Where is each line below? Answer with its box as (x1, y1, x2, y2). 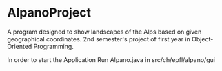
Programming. (33, 42, 74, 50)
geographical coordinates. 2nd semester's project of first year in (7, 34, 191, 43)
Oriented (7, 42, 32, 50)
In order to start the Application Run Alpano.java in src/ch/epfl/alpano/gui (7, 55, 216, 63)
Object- (192, 34, 214, 43)
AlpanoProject (7, 5, 92, 21)
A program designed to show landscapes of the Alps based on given (7, 28, 202, 36)
